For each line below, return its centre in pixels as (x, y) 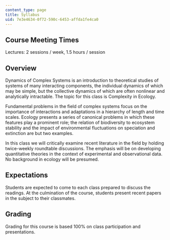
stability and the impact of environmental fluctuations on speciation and (80, 128)
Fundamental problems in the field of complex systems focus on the (76, 106)
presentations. (20, 232)
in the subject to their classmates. (41, 198)
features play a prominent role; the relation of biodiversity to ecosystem (80, 123)
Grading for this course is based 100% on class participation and (73, 226)
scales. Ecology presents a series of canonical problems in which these (80, 117)
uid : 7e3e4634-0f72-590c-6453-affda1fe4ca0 (52, 19)
